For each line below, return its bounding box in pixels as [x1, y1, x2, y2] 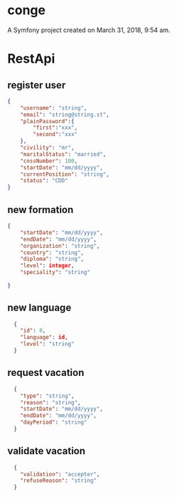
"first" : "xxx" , [33, 124, 78, 132]
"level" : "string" [20, 340, 75, 347]
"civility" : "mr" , [20, 145, 75, 152]
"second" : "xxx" [33, 131, 78, 138]
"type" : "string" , [20, 392, 75, 399]
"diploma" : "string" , [20, 256, 84, 263]
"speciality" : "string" [20, 269, 91, 276]
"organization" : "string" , [20, 242, 100, 249]
